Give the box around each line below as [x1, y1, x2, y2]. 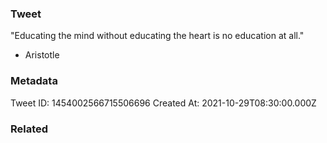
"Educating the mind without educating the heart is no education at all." [10, 30, 305, 42]
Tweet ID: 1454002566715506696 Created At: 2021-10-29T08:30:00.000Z [10, 97, 317, 109]
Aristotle [24, 49, 60, 61]
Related [10, 122, 49, 136]
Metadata [10, 74, 58, 88]
